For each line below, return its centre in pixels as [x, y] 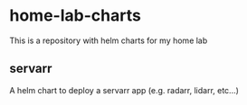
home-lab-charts [76, 16]
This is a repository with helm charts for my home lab [109, 40]
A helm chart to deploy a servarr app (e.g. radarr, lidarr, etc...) [124, 90]
